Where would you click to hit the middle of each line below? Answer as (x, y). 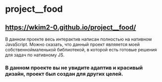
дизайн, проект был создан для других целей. (64, 74)
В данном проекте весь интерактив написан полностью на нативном (79, 39)
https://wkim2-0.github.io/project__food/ (71, 27)
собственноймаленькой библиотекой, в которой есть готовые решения (81, 50)
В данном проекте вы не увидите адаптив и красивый (74, 68)
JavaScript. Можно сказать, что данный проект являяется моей (73, 44)
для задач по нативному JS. (35, 55)
